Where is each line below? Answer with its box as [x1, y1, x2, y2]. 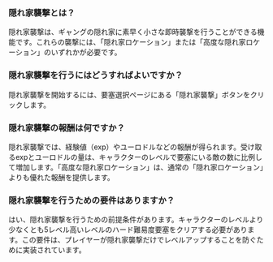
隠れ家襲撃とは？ [8, 6, 76, 18]
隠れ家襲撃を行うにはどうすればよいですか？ [8, 70, 184, 81]
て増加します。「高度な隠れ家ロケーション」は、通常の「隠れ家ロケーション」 [8, 162, 264, 172]
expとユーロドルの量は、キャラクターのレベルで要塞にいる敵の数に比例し [15, 152, 262, 161]
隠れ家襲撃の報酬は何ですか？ [8, 122, 126, 133]
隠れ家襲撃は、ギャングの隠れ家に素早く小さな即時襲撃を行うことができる [8, 27, 258, 37]
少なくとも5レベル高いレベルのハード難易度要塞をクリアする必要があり [8, 225, 248, 234]
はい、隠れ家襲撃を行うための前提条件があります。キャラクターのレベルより [8, 215, 264, 225]
